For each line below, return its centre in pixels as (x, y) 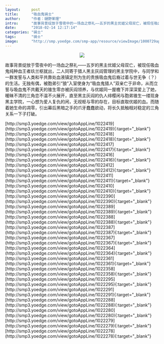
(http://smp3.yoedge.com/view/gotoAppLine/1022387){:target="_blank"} (78, 232)
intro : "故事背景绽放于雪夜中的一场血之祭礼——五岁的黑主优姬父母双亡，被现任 (80, 23)
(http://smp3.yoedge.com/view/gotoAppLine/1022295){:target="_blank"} (78, 284)
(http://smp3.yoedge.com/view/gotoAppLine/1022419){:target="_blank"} (78, 129)
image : (12, 41)
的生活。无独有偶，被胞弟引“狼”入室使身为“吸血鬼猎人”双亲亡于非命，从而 (79, 83)
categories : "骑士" (24, 32)
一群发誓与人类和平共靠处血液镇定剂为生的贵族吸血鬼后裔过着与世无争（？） (82, 77)
